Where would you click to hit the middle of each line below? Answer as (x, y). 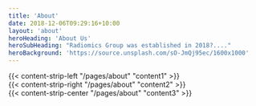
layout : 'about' (35, 31)
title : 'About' (34, 16)
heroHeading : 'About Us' (50, 38)
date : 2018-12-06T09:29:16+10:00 (64, 23)
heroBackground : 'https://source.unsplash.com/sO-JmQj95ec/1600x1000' (129, 53)
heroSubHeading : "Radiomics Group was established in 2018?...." (120, 46)
